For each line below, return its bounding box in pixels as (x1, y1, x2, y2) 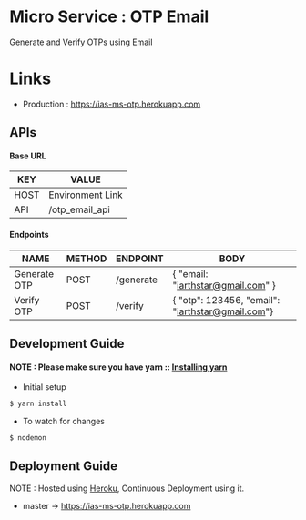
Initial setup (22, 382, 66, 393)
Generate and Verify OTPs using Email (9, 36, 153, 47)
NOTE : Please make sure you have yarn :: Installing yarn (9, 362, 228, 372)
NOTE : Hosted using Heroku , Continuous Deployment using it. (9, 483, 245, 494)
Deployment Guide (9, 458, 118, 474)
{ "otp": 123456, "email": (172, 293, 280, 306)
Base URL (9, 150, 47, 161)
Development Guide (9, 336, 125, 352)
